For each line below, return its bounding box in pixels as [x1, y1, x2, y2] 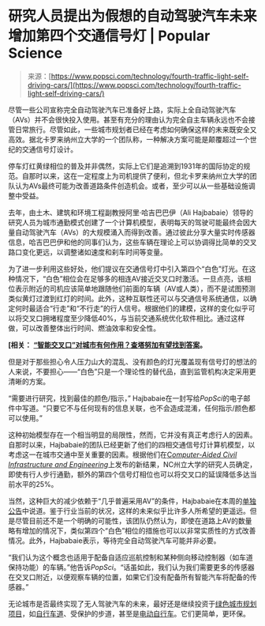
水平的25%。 [14, 479, 58, 488]
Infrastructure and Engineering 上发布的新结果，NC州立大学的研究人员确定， [8, 459, 257, 469]
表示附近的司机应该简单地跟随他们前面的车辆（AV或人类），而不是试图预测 [14, 284, 256, 293]
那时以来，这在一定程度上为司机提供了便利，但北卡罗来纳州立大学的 [28, 171, 250, 180]
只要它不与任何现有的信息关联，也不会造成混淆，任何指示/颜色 [46, 403, 249, 413]
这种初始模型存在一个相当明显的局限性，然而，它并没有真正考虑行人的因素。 [8, 430, 257, 439]
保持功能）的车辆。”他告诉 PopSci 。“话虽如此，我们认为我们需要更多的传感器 [8, 562, 255, 571]
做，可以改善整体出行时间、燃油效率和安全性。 [8, 323, 160, 333]
